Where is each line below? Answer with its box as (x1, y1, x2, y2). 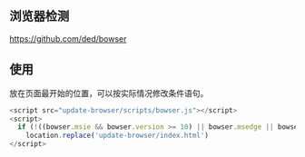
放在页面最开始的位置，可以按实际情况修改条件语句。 (9, 87, 209, 98)
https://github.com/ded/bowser (9, 33, 127, 44)
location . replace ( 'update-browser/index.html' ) (25, 131, 209, 141)
